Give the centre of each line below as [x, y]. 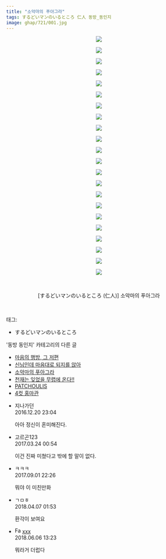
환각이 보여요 [30, 519]
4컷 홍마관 [27, 393]
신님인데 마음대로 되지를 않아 [48, 365]
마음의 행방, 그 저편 [36, 357]
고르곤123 [26, 437]
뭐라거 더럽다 [30, 550]
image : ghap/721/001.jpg [36, 22]
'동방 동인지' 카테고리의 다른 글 [41, 345]
